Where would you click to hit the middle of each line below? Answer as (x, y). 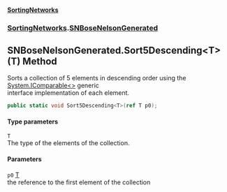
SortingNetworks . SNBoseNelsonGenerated (83, 28)
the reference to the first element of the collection (79, 182)
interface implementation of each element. (68, 93)
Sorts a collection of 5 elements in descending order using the (97, 78)
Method (39, 61)
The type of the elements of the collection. (68, 143)
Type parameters (33, 121)
